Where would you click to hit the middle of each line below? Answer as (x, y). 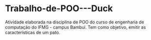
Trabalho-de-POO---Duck (59, 9)
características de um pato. (32, 32)
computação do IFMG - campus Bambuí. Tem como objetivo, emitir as (75, 27)
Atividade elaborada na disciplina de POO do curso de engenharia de (75, 22)
